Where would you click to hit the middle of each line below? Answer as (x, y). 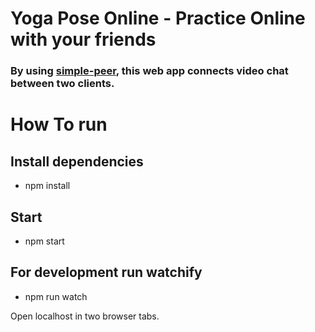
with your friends (83, 39)
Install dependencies (77, 161)
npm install (47, 186)
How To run (59, 124)
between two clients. (62, 84)
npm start (44, 241)
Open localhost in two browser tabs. (85, 316)
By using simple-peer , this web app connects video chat (149, 71)
